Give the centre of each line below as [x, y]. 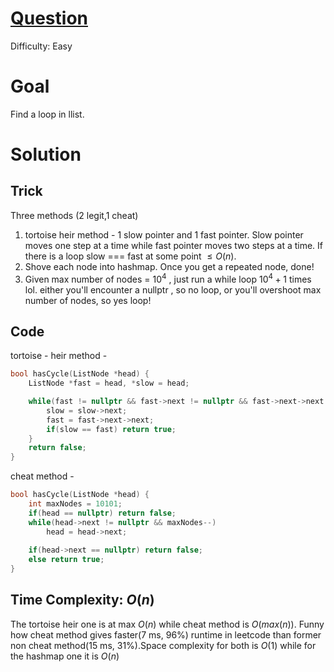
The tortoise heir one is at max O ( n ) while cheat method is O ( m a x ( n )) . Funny [167, 624]
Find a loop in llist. [47, 114]
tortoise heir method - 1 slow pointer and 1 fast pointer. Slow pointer [164, 234]
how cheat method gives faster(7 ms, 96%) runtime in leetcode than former [166, 634]
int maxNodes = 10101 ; [75, 504]
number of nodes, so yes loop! [88, 300]
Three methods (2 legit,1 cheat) [74, 215]
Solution [46, 154]
